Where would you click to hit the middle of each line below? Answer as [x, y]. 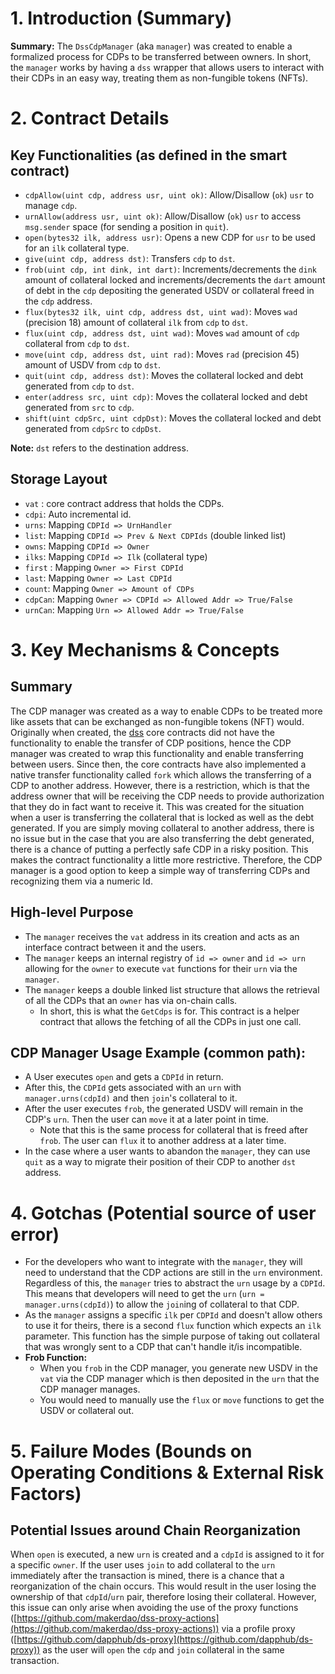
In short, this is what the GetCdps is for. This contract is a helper [169, 1011]
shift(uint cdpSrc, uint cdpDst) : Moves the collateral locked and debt [173, 418]
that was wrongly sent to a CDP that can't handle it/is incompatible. [163, 1347]
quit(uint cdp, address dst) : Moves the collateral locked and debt [164, 375]
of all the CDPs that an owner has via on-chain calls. [131, 1000]
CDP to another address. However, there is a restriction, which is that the [160, 785]
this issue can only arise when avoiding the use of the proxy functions [154, 1608]
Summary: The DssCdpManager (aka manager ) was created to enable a [151, 46]
